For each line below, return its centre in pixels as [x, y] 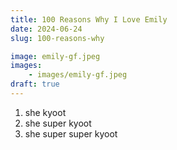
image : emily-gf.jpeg [55, 56]
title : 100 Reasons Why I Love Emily [89, 19]
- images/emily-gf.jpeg [78, 75]
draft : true [35, 84]
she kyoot [45, 112]
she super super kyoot [71, 133]
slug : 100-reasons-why [57, 38]
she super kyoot [58, 123]
